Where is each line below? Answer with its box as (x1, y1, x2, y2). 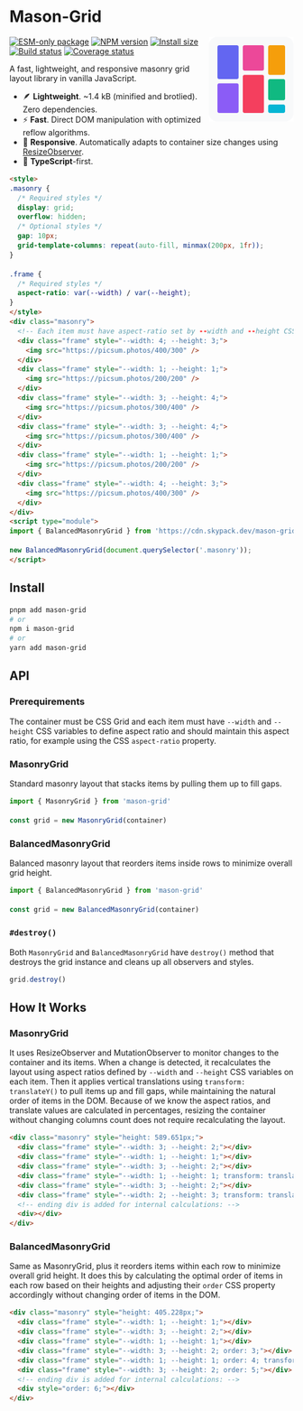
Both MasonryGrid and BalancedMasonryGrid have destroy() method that (9, 946, 275, 958)
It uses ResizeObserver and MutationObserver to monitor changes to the (9, 1047, 280, 1058)
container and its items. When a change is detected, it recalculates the (9, 1057, 271, 1068)
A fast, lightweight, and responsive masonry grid (9, 63, 190, 74)
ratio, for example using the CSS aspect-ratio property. (9, 735, 216, 746)
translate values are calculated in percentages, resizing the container (9, 1105, 266, 1116)
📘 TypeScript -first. (22, 155, 94, 166)
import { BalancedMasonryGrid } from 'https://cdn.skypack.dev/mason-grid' (9, 526, 300, 536)
